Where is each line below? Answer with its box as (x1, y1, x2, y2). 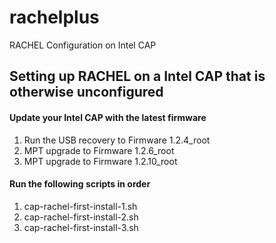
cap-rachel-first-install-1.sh (23, 200, 138, 212)
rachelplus (9, 6, 100, 29)
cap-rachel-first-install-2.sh (23, 211, 139, 223)
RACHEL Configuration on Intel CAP (9, 39, 157, 51)
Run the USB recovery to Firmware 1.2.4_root (23, 134, 211, 146)
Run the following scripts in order (9, 178, 151, 190)
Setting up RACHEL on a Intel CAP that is (9, 68, 266, 85)
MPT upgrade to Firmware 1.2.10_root (23, 155, 178, 167)
